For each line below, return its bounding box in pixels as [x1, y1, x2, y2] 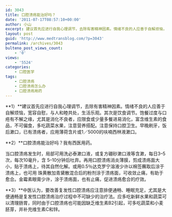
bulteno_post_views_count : [5, 46, 63, 51]
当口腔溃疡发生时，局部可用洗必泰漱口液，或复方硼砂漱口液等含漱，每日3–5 [5, 150, 165, 157]
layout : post [5, 31, 33, 36]
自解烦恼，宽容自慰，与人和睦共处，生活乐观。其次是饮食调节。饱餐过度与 [5, 110, 162, 116]
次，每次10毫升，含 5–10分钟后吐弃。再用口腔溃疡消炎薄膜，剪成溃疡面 [5, 157, 156, 163]
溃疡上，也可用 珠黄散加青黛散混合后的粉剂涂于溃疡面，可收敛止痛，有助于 [5, 169, 164, 176]
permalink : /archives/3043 [5, 41, 63, 46]
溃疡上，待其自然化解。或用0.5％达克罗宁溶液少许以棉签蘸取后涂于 [23, 163, 165, 169]
